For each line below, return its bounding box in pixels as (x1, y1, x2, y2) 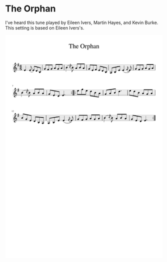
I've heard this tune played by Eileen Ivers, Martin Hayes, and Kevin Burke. (5, 19, 158, 25)
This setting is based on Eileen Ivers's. (5, 24, 84, 30)
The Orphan (5, 3, 56, 14)
